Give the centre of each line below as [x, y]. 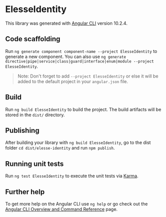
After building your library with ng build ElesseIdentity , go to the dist [78, 142]
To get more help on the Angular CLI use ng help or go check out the [76, 204]
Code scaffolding [33, 39]
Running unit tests [34, 164]
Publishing [22, 130]
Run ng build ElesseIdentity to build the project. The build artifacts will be [83, 109]
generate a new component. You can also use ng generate [66, 56]
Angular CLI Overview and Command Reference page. [61, 209]
